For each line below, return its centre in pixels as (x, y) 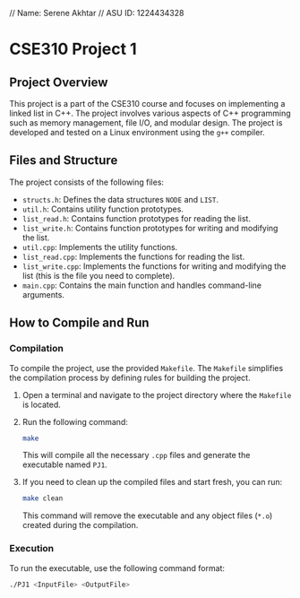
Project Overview (59, 82)
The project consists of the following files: (86, 182)
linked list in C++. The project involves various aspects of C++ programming (150, 113)
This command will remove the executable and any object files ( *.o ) (147, 516)
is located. (41, 404)
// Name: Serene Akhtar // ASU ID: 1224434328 (97, 13)
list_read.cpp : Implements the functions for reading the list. (133, 256)
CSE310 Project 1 (73, 49)
